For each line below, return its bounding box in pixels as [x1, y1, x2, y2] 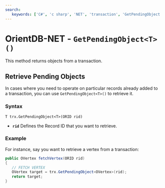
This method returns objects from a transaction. [5, 58, 103, 64]
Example [5, 135, 27, 142]
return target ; [11, 174, 43, 179]
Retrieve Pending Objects [5, 72, 85, 80]
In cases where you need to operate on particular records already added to [5, 85, 158, 91]
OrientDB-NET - [5, 33, 72, 44]
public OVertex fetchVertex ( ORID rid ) [5, 156, 85, 161]
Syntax [5, 103, 23, 110]
